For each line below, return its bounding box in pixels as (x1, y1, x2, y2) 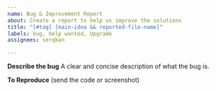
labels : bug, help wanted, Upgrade (7, 30, 113, 37)
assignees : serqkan (7, 37, 65, 44)
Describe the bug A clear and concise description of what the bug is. (7, 62, 210, 71)
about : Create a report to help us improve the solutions (7, 17, 182, 24)
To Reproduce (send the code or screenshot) (7, 75, 140, 85)
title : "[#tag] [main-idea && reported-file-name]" (7, 23, 163, 30)
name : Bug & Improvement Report (7, 10, 103, 18)
